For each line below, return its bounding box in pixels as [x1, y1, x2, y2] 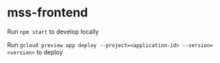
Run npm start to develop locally [7, 27, 99, 36]
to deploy [36, 48, 63, 56]
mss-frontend [7, 5, 88, 21]
